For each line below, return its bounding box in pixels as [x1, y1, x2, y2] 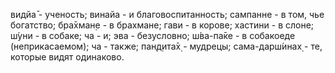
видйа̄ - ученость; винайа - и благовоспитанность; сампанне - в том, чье [10, 9, 325, 20]
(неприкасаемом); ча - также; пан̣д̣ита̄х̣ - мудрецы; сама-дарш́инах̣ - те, [10, 40, 323, 52]
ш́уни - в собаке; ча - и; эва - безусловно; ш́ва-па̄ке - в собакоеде [10, 30, 296, 41]
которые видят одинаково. [10, 51, 125, 63]
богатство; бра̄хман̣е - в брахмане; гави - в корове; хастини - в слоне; [10, 19, 315, 31]
